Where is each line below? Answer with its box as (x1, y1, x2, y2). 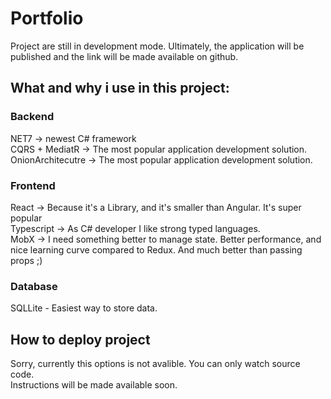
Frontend (10, 178, 56, 192)
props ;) (10, 254, 43, 266)
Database (10, 279, 58, 293)
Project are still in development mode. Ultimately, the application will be (10, 40, 305, 52)
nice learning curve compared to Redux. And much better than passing (10, 243, 303, 256)
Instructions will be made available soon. (10, 379, 178, 391)
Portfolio (10, 7, 84, 30)
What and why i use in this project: (10, 80, 230, 97)
